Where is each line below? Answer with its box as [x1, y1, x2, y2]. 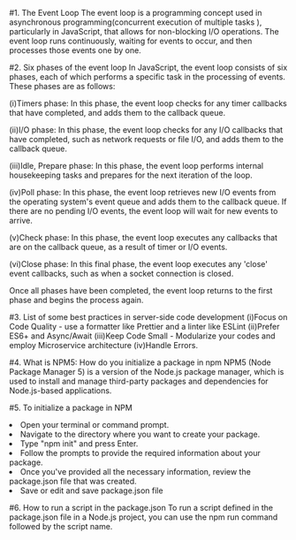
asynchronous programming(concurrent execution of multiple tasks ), [9, 17, 262, 27]
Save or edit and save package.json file [20, 485, 163, 496]
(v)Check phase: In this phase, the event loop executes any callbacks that [9, 232, 278, 242]
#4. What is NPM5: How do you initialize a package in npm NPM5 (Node [9, 357, 271, 368]
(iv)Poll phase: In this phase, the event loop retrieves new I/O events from [9, 187, 277, 197]
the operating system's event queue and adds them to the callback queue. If [9, 196, 287, 207]
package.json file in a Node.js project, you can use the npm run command [9, 512, 278, 522]
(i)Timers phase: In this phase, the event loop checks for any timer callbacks [9, 98, 287, 109]
